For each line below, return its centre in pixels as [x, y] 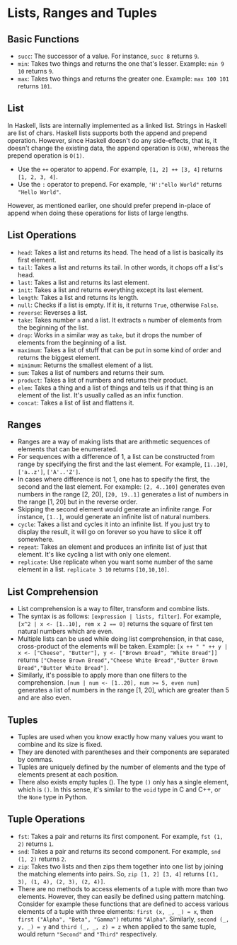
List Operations [42, 235]
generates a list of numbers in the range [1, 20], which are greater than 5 [123, 690]
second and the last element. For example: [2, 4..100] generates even [121, 487]
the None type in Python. [52, 797]
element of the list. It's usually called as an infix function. [100, 395]
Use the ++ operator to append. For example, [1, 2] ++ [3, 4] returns [120, 169]
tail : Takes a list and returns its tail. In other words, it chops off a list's [120, 267]
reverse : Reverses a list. [53, 312]
